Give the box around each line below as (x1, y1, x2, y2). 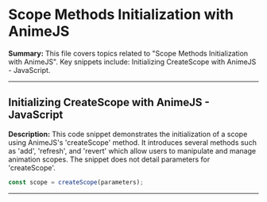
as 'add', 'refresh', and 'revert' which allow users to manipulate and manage (8, 146, 257, 155)
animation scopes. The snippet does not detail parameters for (8, 154, 211, 164)
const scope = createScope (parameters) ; (8, 178, 145, 186)
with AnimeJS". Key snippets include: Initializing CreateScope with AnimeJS (8, 57, 257, 67)
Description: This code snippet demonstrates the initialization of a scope (8, 129, 248, 139)
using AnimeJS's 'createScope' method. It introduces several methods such (8, 137, 257, 147)
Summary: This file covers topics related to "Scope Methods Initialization (8, 48, 249, 58)
